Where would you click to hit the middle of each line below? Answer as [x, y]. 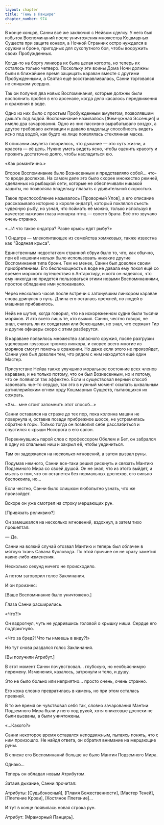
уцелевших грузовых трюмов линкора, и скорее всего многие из [73, 344]
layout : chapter [22, 10]
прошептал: [17, 527]
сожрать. [15, 395]
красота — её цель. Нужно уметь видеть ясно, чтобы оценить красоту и [81, 149]
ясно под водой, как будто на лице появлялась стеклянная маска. [74, 134]
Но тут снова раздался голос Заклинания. [49, 647]
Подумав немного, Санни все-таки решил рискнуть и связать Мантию [79, 464]
